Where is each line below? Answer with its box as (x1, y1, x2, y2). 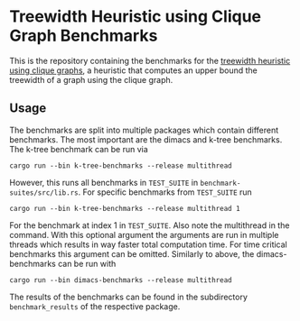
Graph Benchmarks (9, 25, 158, 46)
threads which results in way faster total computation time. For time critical (9, 239, 287, 250)
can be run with (57, 258, 117, 269)
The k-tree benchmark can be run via (9, 143, 149, 154)
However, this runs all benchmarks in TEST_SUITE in (9, 177, 199, 188)
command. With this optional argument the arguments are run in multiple (9, 229, 279, 240)
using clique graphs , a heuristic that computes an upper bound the (9, 65, 258, 76)
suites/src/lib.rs (9, 188, 79, 197)
